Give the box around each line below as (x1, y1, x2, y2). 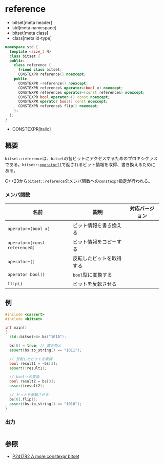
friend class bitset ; (18, 67, 62, 72)
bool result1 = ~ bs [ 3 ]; (9, 361, 58, 366)
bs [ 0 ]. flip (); (9, 397, 38, 401)
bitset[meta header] (12, 20, 52, 25)
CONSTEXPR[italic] (12, 126, 51, 132)
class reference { (14, 63, 51, 68)
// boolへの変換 (9, 375, 40, 380)
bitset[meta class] (12, 30, 49, 36)
